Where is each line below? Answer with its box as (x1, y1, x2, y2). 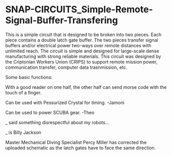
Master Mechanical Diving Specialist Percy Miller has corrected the (5, 139, 147, 145)
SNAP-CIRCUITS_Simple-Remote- (5, 4, 154, 15)
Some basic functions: (5, 74, 53, 80)
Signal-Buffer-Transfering (5, 14, 118, 26)
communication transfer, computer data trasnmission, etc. (5, 64, 127, 70)
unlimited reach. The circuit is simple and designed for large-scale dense (5, 48, 160, 54)
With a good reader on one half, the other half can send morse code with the (5, 84, 167, 90)
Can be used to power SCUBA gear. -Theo (5, 109, 95, 115)
